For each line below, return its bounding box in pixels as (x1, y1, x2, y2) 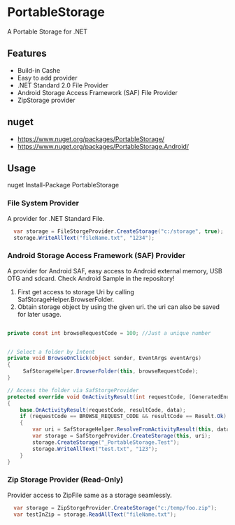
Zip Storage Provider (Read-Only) (7, 475, 124, 484)
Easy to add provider (17, 73, 78, 82)
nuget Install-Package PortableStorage (7, 181, 120, 189)
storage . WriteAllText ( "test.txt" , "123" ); (32, 445, 158, 452)
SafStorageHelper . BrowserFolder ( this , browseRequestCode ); (22, 368, 199, 375)
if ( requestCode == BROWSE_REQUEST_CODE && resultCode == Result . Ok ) (20, 413, 227, 420)
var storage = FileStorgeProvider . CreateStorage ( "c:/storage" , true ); (13, 228, 224, 235)
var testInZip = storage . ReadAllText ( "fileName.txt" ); (13, 511, 177, 518)
